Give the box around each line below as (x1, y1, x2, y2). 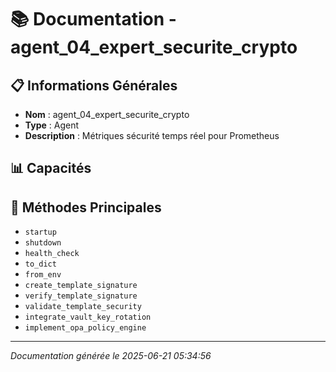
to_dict (24, 259, 57, 270)
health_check (24, 249, 80, 259)
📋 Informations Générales (10, 77, 178, 94)
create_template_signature (24, 281, 138, 291)
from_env (24, 270, 62, 280)
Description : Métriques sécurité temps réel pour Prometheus (24, 130, 280, 141)
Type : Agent (24, 119, 80, 131)
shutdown (24, 238, 62, 248)
